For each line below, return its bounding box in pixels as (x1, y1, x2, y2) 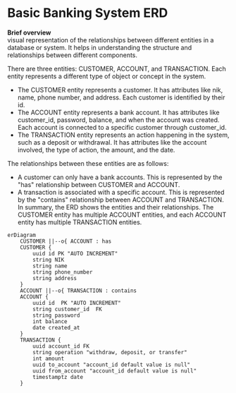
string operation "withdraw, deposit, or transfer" (32, 349, 188, 356)
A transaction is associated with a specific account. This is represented (17, 188, 225, 196)
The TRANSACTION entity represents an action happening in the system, (17, 131, 230, 139)
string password (32, 312, 80, 319)
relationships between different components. (7, 51, 138, 59)
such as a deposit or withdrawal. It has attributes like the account (17, 138, 207, 146)
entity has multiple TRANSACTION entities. (17, 217, 142, 226)
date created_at (32, 324, 80, 331)
